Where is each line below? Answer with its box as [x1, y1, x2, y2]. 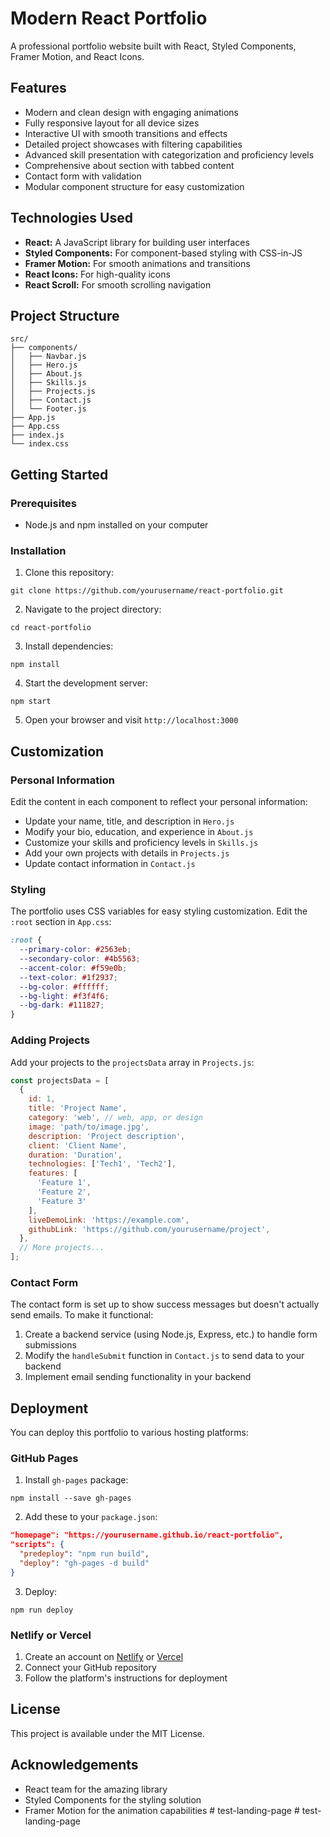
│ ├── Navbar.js [10, 352, 87, 362]
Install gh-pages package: [24, 1474, 129, 1486]
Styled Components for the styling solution [24, 1793, 202, 1806]
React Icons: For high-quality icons [24, 268, 171, 280]
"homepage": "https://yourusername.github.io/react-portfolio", [10, 1530, 284, 1541]
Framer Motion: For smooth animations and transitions [24, 257, 251, 269]
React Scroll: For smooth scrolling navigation [24, 278, 212, 291]
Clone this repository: [24, 567, 114, 579]
